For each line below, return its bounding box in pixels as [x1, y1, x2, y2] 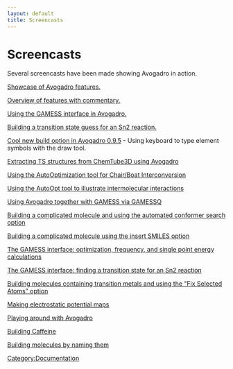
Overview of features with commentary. [7, 96, 121, 105]
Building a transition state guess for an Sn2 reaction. [7, 123, 157, 132]
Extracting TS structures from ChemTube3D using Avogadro [7, 157, 179, 166]
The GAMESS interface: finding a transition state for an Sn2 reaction [7, 266, 202, 275]
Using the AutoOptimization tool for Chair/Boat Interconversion [7, 171, 187, 179]
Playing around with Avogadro [7, 314, 94, 323]
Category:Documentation [7, 354, 80, 363]
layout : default [7, 10, 54, 17]
